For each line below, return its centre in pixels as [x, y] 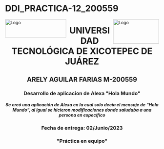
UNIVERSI [90, 31]
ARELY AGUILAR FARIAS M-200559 [82, 79]
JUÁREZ [82, 62]
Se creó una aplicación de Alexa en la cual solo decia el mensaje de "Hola [82, 105]
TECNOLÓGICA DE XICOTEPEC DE [82, 51]
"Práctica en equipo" [82, 141]
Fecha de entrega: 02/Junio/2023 [82, 128]
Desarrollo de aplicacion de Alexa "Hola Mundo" [82, 93]
